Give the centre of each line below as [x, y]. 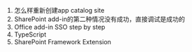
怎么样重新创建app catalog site [59, 10]
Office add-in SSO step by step [60, 27]
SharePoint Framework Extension [63, 42]
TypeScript [30, 34]
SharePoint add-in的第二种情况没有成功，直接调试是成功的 [100, 19]
